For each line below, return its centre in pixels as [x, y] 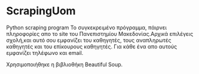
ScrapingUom [41, 11]
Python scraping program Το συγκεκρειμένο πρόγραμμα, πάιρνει [87, 27]
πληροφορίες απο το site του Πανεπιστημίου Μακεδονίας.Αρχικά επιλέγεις [100, 33]
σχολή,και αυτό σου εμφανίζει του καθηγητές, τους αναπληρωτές [89, 40]
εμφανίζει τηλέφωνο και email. [45, 53]
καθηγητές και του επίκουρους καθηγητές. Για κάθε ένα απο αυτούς [92, 47]
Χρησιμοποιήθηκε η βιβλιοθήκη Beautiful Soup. [65, 64]
